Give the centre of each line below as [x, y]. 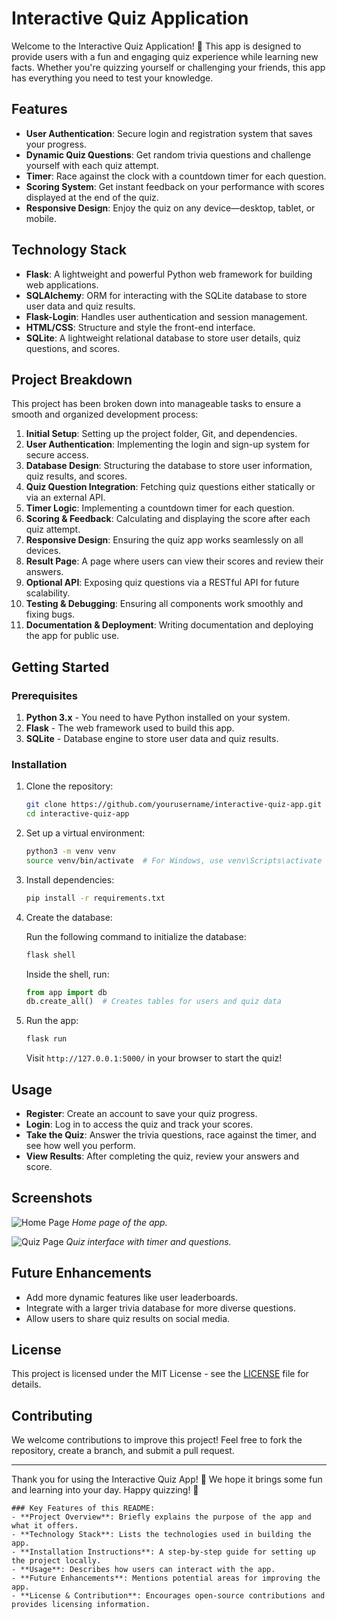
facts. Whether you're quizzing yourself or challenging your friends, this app [168, 67]
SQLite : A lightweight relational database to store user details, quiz [163, 338]
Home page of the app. [119, 1222]
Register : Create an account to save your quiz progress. [141, 1114]
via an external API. [65, 498]
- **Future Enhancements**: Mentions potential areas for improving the [166, 1578]
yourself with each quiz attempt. [92, 165]
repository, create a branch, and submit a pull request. [123, 1451]
